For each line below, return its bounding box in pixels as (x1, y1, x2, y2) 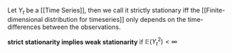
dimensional (7, 15, 43, 23)
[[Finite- (201, 6, 226, 14)
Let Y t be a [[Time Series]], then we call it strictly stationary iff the (7, 6, 201, 16)
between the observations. (42, 23, 121, 31)
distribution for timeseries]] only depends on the (44, 15, 186, 23)
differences (7, 23, 41, 31)
